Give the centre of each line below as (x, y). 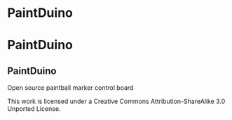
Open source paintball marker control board (70, 88)
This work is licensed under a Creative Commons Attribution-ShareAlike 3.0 (116, 101)
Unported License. (34, 109)
